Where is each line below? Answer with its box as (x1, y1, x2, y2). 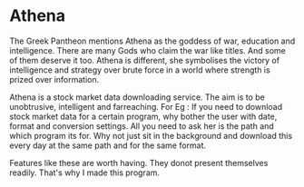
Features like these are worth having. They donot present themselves (9, 157, 269, 168)
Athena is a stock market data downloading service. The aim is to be (9, 92, 265, 103)
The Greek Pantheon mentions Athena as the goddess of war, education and (9, 35, 296, 46)
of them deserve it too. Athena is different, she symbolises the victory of (9, 54, 279, 65)
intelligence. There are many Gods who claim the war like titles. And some (9, 44, 286, 55)
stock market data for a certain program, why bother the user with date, (9, 111, 278, 122)
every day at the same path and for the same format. (9, 140, 207, 151)
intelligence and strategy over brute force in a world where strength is (9, 64, 270, 75)
